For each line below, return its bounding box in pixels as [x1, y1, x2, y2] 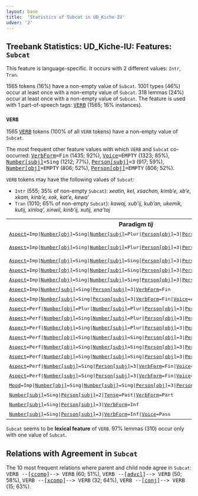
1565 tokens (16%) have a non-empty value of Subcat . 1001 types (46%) [6, 83, 181, 90]
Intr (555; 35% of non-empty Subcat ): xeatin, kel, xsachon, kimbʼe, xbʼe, [14, 187, 192, 195]
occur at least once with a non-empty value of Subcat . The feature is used [6, 95, 186, 102]
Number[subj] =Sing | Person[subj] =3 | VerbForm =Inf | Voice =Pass [9, 411, 171, 417]
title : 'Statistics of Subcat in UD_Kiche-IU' [6, 14, 126, 20]
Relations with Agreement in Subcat [6, 448, 138, 458]
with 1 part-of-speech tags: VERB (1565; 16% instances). [6, 102, 143, 109]
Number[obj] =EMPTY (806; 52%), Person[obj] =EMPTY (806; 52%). [6, 165, 175, 172]
